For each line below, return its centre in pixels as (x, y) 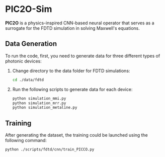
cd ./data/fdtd (28, 80)
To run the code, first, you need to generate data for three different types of (83, 56)
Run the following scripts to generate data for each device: (72, 89)
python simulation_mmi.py (39, 98)
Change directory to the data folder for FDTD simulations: (71, 71)
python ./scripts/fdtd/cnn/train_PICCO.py (50, 150)
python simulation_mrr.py (39, 103)
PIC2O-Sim (29, 9)
